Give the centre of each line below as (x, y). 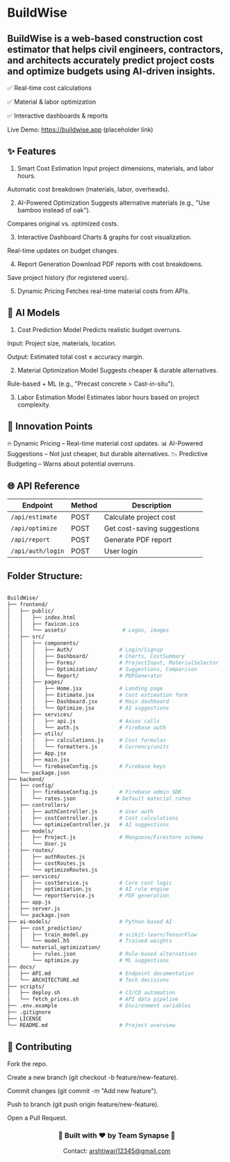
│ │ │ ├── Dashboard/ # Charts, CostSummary (96, 656)
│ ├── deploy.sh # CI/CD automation (91, 993)
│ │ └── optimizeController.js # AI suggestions (88, 824)
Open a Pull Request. (37, 1117)
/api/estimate (34, 517)
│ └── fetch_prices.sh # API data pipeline (93, 999)
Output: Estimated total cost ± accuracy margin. (76, 356)
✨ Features (32, 151)
